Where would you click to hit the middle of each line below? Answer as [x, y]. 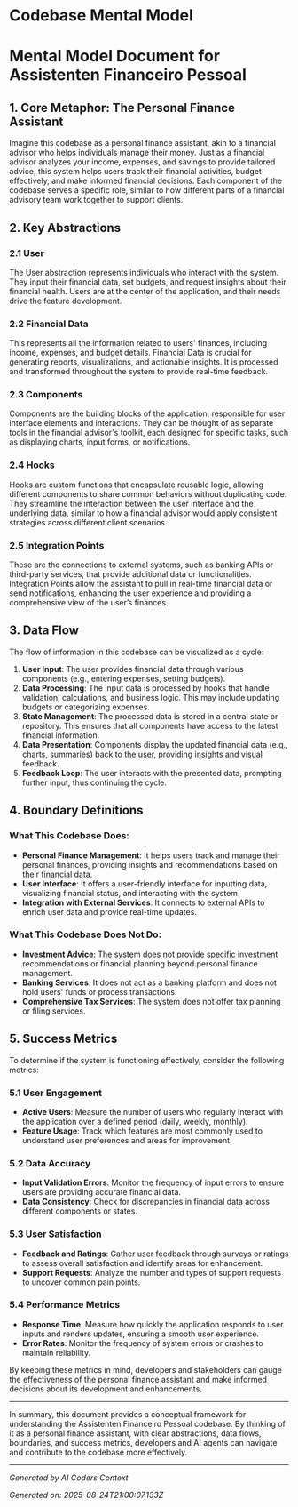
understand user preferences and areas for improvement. [127, 1140]
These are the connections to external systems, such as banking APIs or [141, 565]
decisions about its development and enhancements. [106, 1389]
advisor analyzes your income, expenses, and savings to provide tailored [142, 162]
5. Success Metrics [63, 1039]
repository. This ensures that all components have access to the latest [150, 725]
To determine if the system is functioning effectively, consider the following [147, 1060]
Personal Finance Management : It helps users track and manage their [151, 855]
